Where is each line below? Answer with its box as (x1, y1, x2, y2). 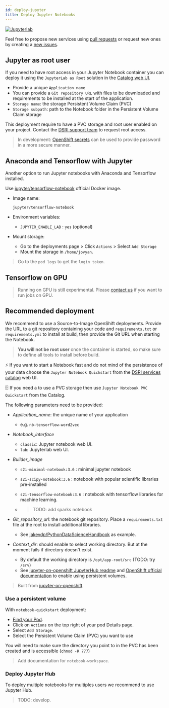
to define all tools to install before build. (17, 351, 100, 358)
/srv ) (20, 561, 31, 568)
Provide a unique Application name (12, 85, 86, 91)
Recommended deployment (5, 307, 94, 315)
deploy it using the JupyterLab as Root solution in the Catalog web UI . (5, 75, 150, 81)
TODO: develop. (17, 697, 51, 703)
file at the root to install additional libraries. (12, 521, 101, 527)
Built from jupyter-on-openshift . (17, 582, 84, 588)
